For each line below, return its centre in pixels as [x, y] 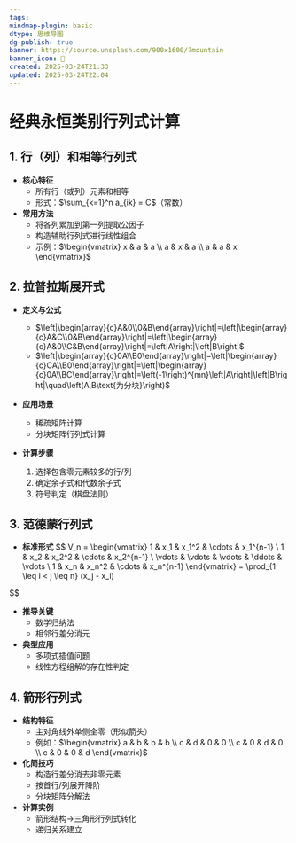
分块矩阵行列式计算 [70, 433]
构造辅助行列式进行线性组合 [86, 235]
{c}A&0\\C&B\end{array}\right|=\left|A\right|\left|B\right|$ [140, 346]
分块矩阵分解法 [62, 796]
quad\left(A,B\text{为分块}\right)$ [109, 385]
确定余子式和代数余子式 [78, 482]
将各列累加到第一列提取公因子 [90, 224]
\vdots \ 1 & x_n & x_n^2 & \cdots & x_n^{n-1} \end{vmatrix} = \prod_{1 [149, 566]
